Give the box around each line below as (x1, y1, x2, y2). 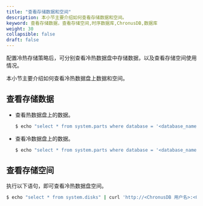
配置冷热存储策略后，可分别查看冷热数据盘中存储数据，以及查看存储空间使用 (6, 54, 197, 61)
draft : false (6, 37, 39, 43)
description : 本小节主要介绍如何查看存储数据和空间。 (6, 14, 127, 21)
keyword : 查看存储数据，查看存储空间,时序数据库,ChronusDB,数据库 (6, 20, 158, 26)
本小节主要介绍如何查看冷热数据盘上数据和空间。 (6, 75, 128, 82)
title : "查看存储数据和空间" (6, 8, 71, 15)
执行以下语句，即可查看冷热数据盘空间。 (6, 182, 107, 190)
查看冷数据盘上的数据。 (14, 135, 74, 142)
